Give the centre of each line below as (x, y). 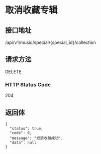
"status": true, (26, 128)
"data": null (23, 143)
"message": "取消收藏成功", (36, 138)
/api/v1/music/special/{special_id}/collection (50, 42)
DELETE (13, 72)
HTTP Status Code (28, 84)
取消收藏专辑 (32, 10)
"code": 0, (21, 133)
